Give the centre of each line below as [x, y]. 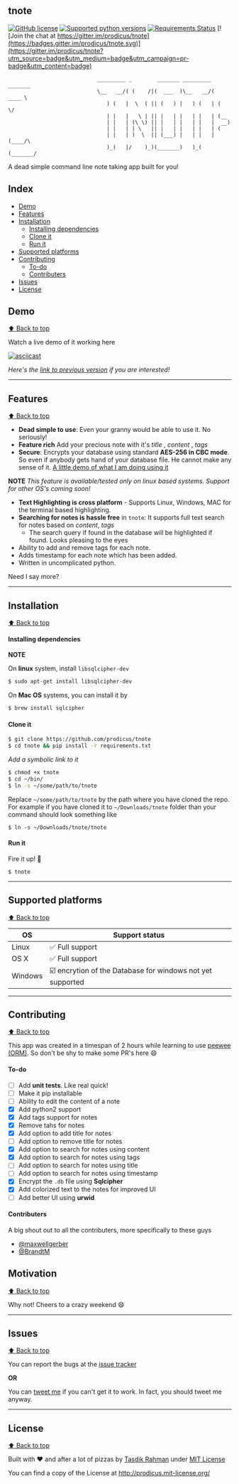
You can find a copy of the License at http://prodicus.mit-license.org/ [109, 1473]
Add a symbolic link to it [43, 759]
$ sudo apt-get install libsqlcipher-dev [70, 682]
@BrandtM [34, 1251]
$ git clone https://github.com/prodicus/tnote [80, 740]
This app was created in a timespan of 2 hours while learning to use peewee [119, 1046]
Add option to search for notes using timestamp [88, 1174]
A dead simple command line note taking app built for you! [94, 166]
